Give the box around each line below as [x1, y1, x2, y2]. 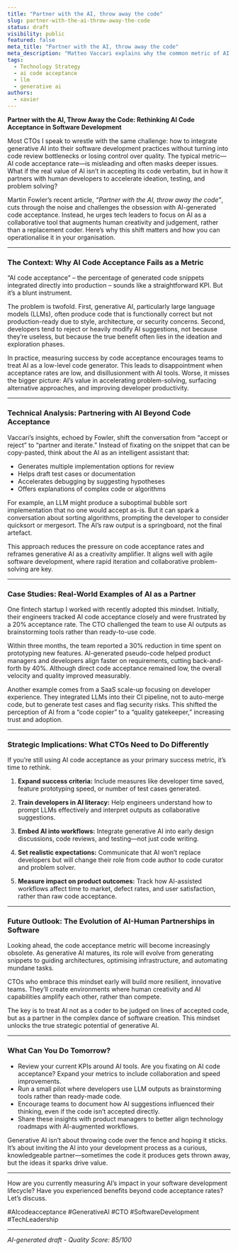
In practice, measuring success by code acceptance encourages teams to [7, 353, 224, 362]
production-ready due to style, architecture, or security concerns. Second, [7, 317, 225, 326]
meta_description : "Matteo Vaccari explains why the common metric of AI [7, 50, 230, 57]
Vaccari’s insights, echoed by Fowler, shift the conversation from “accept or [7, 433, 228, 441]
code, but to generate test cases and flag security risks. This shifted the [7, 700, 217, 708]
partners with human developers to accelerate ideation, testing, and [7, 174, 205, 183]
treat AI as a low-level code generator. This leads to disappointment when [7, 361, 223, 370]
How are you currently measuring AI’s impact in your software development [7, 1179, 228, 1187]
